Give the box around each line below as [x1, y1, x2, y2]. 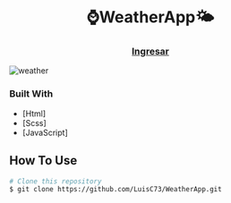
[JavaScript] [21, 127, 69, 138]
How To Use [9, 153, 78, 168]
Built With [9, 88, 54, 100]
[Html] [21, 108, 47, 119]
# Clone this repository [9, 176, 102, 186]
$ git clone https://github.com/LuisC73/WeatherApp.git [9, 185, 222, 194]
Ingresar [131, 46, 170, 58]
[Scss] [21, 117, 47, 128]
